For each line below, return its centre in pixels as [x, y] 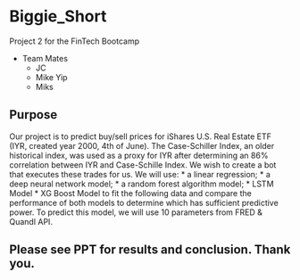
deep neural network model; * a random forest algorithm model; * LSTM [142, 184]
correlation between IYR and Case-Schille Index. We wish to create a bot [143, 165]
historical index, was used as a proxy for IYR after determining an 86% [139, 155]
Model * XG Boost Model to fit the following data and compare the [130, 193]
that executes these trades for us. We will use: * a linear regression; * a [140, 174]
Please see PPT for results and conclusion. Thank [150, 250]
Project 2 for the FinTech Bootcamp [75, 41]
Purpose [33, 115]
